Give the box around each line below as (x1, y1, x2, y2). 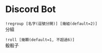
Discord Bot (5, 4, 56, 15)
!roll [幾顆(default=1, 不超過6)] (5, 37, 75, 42)
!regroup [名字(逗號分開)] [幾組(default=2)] (5, 21, 98, 26)
